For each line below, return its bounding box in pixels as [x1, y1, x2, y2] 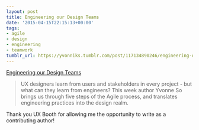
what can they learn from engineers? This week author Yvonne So [20, 86, 182, 93]
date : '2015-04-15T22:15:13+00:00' [6, 19, 94, 25]
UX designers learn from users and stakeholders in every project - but [20, 80, 192, 87]
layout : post [6, 8, 38, 15]
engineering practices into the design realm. [20, 99, 129, 106]
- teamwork [6, 47, 33, 53]
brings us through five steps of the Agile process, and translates [20, 93, 178, 100]
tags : [6, 25, 20, 31]
